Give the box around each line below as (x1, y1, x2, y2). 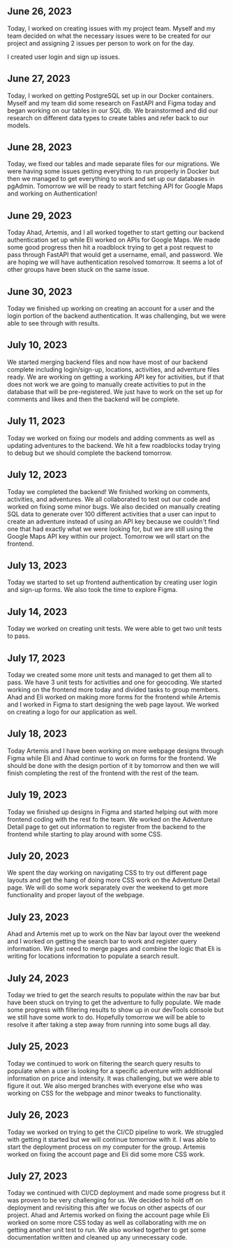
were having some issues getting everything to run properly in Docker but (7, 167, 220, 175)
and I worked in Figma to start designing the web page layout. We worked (7, 700, 219, 709)
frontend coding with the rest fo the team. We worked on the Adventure (7, 815, 213, 823)
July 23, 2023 (7, 911, 69, 923)
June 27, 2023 (7, 73, 71, 85)
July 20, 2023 (7, 850, 70, 862)
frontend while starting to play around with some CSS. (7, 829, 163, 838)
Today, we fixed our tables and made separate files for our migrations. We (7, 160, 220, 168)
